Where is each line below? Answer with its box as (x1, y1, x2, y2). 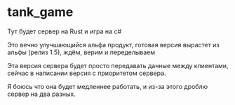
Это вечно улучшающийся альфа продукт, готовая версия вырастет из (7, 40, 220, 49)
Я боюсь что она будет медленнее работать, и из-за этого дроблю (7, 82, 208, 90)
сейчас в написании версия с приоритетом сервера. (7, 69, 166, 77)
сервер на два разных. (7, 90, 76, 98)
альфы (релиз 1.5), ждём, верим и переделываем (7, 48, 156, 56)
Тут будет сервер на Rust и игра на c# (7, 27, 122, 35)
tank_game (7, 4, 74, 20)
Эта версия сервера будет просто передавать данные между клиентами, (7, 61, 229, 70)
